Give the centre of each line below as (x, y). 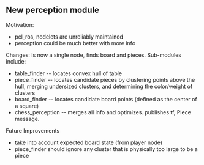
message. (27, 119)
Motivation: (20, 24)
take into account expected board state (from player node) (89, 142)
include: (16, 61)
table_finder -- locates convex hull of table (68, 73)
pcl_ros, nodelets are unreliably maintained (69, 37)
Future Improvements (33, 130)
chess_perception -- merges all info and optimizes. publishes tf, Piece (103, 112)
